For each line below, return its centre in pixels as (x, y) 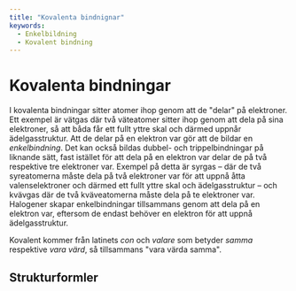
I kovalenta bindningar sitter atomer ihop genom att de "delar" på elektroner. (148, 111)
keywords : (27, 26)
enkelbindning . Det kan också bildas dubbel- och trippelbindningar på (136, 148)
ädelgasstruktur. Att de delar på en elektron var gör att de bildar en (131, 139)
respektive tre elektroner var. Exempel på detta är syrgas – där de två (135, 167)
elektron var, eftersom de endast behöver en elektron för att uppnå (131, 214)
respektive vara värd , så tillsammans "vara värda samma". (115, 249)
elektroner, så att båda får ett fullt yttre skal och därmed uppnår (125, 129)
